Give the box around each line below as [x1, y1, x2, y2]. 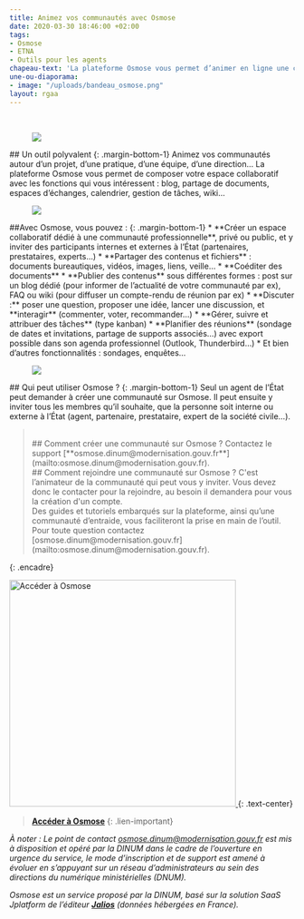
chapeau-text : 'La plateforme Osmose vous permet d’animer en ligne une [9, 64, 290, 73]
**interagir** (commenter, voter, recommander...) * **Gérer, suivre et [9, 308, 269, 319]
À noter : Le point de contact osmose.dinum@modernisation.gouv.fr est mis [9, 833, 292, 844]
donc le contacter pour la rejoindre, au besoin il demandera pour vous [31, 486, 292, 497]
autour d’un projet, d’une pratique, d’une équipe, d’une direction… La [9, 158, 265, 169]
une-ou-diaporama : [9, 73, 79, 82]
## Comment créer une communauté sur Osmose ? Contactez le [31, 437, 273, 449]
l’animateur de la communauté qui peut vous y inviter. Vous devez [31, 476, 277, 487]
